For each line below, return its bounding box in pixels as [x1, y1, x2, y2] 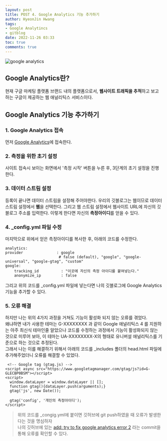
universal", [5, 259, 30, 264]
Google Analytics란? [5, 74, 70, 82]
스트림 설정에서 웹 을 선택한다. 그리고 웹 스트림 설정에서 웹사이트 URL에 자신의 [5, 203, 156, 209]
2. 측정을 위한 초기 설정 [5, 153, 57, 160]
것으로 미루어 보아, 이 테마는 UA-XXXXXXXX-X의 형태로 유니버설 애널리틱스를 [5, 333, 158, 339]
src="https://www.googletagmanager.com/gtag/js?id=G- [36, 366, 151, 371]
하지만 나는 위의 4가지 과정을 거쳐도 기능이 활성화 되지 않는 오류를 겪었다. [5, 314, 148, 320]
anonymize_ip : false [14, 273, 77, 278]
